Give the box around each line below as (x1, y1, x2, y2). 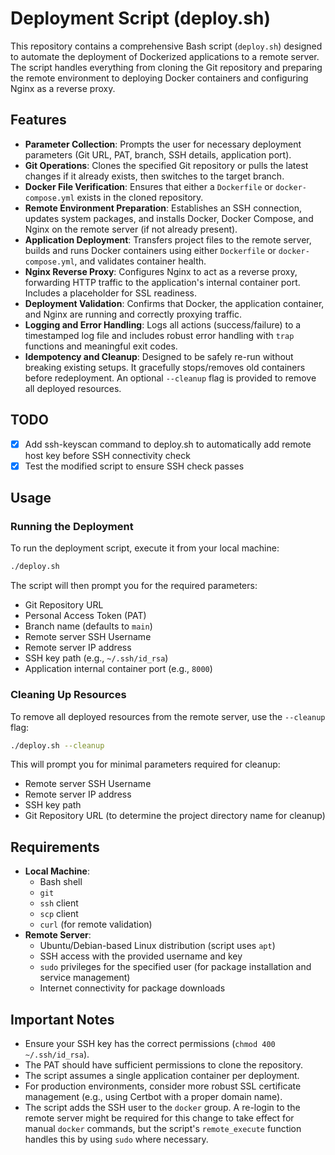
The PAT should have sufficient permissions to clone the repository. (24, 1059, 304, 1071)
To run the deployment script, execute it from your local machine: (10, 542, 280, 554)
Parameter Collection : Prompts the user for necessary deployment (24, 138, 302, 150)
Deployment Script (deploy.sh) (10, 7, 272, 30)
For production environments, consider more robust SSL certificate (24, 1080, 302, 1092)
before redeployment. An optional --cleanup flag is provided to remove (24, 372, 317, 384)
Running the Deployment (10, 520, 134, 533)
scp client (39, 908, 79, 920)
